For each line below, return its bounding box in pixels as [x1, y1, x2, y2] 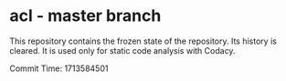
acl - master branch [9, 5, 162, 26]
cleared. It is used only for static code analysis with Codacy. [9, 45, 236, 56]
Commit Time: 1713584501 [9, 63, 109, 74]
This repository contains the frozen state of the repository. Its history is [9, 35, 277, 46]
